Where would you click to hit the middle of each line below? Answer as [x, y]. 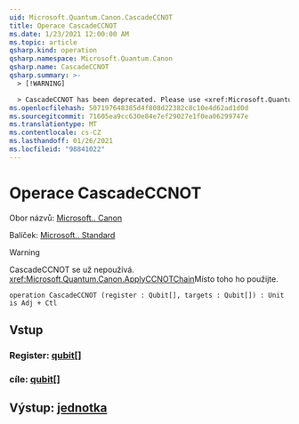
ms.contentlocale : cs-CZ [55, 133]
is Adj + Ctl [33, 303]
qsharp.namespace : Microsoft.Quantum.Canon [91, 59]
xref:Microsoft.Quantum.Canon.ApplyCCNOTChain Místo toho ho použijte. [144, 279]
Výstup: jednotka [58, 408]
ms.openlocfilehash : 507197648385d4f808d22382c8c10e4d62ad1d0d [129, 108]
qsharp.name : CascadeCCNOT [59, 68]
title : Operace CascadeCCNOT [63, 26]
